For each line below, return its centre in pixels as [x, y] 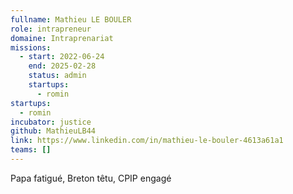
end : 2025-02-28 [62, 66]
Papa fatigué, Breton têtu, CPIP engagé [91, 178]
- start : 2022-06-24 [62, 57]
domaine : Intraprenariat [62, 38]
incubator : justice [51, 122]
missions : [31, 47]
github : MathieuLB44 [53, 131]
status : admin [57, 76]
